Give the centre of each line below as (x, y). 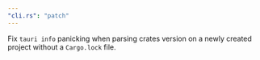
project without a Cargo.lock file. (62, 47)
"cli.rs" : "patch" (38, 16)
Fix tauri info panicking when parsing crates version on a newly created (130, 38)
